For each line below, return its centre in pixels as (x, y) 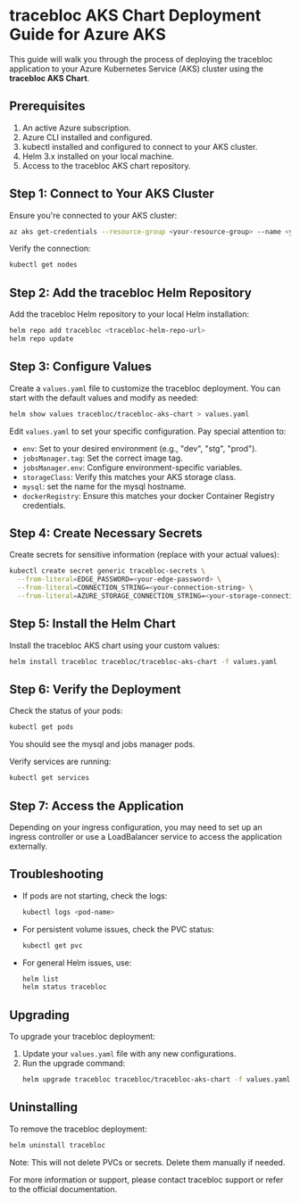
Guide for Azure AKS (88, 34)
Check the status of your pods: (66, 711)
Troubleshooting (57, 874)
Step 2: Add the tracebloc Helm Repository (130, 292)
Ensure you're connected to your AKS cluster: (93, 215)
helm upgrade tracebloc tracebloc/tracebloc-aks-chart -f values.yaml (156, 1080)
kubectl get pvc (52, 945)
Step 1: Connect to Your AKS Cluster (112, 194)
